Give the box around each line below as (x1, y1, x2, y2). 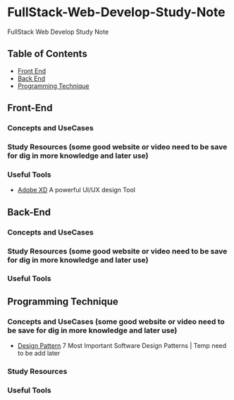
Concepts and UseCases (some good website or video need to (7, 316, 225, 326)
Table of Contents (7, 48, 88, 60)
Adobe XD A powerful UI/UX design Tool (17, 186, 136, 194)
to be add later (17, 349, 61, 358)
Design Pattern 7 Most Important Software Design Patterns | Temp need (17, 342, 227, 350)
